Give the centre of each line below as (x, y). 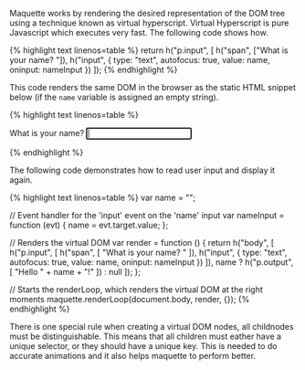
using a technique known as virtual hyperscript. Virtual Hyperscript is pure (149, 23)
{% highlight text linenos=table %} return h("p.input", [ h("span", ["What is (149, 50)
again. (21, 180)
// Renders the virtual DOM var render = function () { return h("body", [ (142, 243)
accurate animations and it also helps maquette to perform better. (133, 356)
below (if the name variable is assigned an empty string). (114, 97)
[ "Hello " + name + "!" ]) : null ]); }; (75, 272)
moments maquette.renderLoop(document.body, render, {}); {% (130, 299)
